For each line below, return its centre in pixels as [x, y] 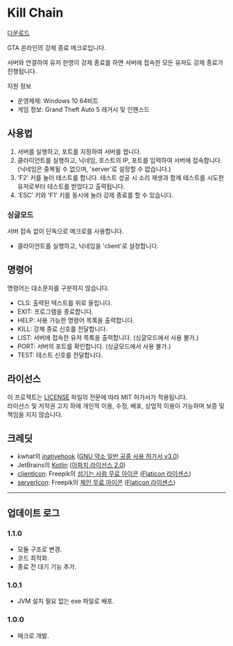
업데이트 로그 [34, 513]
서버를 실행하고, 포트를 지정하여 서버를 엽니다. [79, 152]
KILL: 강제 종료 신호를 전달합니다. [62, 329]
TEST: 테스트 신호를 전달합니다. [60, 355]
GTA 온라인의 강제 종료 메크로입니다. [57, 47]
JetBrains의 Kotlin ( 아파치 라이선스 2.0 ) [71, 465]
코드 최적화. [33, 558]
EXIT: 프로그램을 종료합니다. [55, 312]
